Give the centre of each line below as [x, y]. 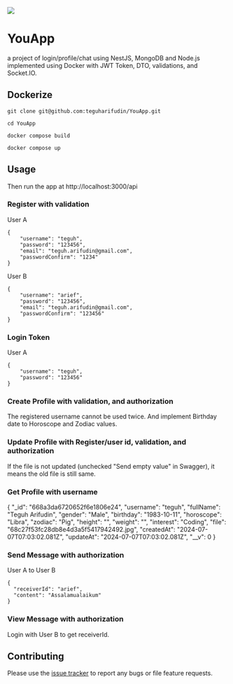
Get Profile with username [52, 492]
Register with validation [48, 205]
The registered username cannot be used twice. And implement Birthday [112, 416]
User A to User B [31, 570]
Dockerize [30, 95]
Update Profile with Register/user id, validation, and [97, 442]
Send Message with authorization [66, 555]
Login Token [29, 337]
